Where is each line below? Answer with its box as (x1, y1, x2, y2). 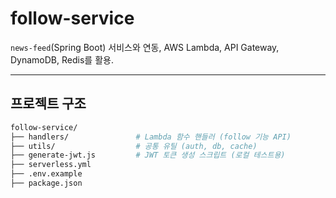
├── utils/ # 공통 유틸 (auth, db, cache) (10, 141, 258, 151)
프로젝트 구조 (10, 95, 87, 112)
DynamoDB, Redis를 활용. (10, 53, 114, 66)
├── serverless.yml (10, 160, 92, 170)
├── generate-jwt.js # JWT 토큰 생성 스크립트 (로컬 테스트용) (10, 150, 286, 161)
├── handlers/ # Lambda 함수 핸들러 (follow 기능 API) (10, 132, 292, 142)
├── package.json (10, 178, 83, 188)
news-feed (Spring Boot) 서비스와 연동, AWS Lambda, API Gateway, (10, 41, 280, 53)
